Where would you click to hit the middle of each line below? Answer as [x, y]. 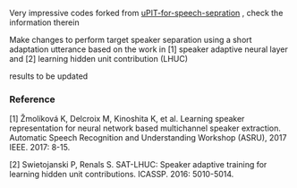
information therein [44, 22]
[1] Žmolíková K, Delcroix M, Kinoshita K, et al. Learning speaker [127, 119]
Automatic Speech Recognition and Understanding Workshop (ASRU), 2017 [148, 138]
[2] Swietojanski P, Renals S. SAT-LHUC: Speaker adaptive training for [138, 165]
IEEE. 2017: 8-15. [40, 148]
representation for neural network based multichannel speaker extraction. [145, 128]
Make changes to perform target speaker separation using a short [131, 40]
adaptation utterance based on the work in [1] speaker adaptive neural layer [148, 49]
